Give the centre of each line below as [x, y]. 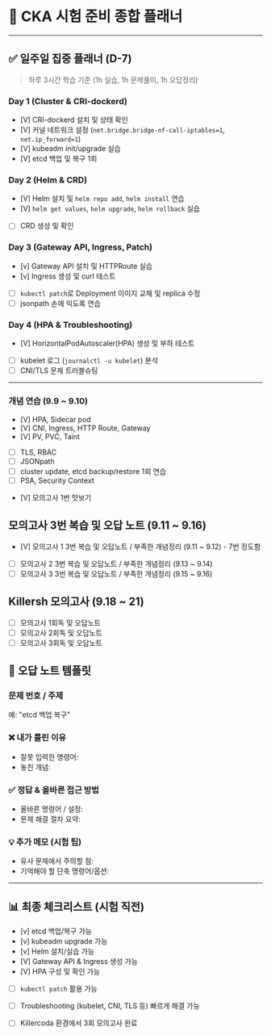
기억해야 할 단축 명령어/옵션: [65, 871]
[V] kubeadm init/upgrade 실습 [70, 149]
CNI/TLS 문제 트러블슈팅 [59, 371]
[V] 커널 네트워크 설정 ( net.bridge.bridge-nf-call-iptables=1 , [123, 130]
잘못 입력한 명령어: [49, 756]
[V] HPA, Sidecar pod [55, 419]
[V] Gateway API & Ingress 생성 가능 [79, 962]
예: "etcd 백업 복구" [40, 714]
